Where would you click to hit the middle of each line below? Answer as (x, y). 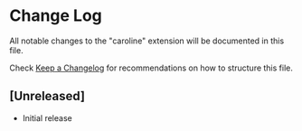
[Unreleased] (47, 96)
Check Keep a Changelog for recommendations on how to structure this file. (151, 68)
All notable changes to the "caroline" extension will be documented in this (147, 41)
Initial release (47, 117)
